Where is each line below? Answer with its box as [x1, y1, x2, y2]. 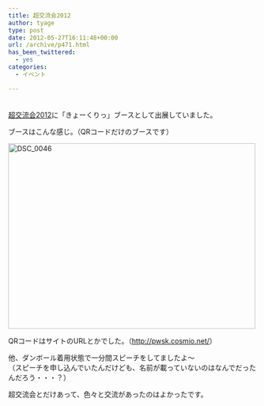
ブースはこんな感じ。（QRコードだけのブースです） [8, 127, 174, 136]
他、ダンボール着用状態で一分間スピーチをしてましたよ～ [8, 353, 195, 362]
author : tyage [8, 19, 55, 27]
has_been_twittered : [8, 48, 77, 56]
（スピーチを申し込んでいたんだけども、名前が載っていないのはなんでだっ [8, 362, 250, 372]
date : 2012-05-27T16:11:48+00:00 [8, 33, 119, 42]
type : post [8, 26, 44, 34]
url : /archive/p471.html [8, 41, 90, 49]
